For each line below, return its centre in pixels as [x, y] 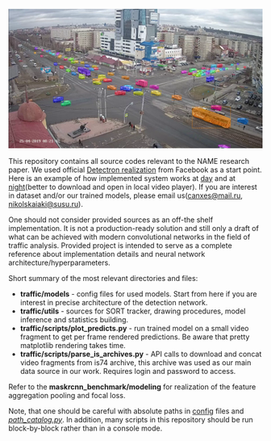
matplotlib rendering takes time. [73, 345]
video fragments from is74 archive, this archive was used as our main [135, 362]
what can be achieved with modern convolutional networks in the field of [129, 237]
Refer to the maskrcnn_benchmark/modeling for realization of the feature [132, 386]
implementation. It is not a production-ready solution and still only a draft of [134, 228]
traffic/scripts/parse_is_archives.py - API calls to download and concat [141, 354]
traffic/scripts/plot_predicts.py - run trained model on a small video [134, 328]
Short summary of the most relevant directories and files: [103, 278]
